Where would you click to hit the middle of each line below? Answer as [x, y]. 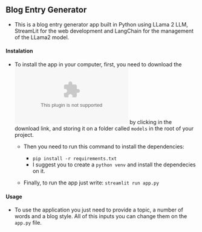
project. [24, 135]
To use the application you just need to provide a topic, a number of [99, 210]
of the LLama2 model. [42, 37]
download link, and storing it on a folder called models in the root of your [104, 128]
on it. [39, 171]
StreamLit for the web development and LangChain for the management [104, 31]
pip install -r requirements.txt [75, 159]
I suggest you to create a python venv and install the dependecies [114, 165]
